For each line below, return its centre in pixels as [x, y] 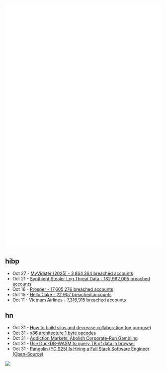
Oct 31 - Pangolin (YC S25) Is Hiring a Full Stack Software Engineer [81, 349]
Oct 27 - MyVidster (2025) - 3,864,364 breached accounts [73, 273]
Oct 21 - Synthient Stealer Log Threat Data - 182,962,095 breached [81, 278]
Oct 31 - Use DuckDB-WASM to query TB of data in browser [74, 343]
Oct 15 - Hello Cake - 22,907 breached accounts [62, 294]
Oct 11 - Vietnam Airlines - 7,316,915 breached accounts [69, 300]
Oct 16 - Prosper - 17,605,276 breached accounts [63, 289]
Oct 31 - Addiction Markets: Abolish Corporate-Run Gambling [75, 338]
